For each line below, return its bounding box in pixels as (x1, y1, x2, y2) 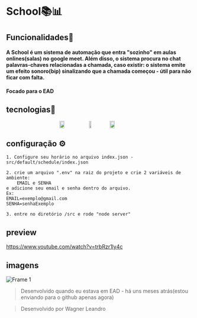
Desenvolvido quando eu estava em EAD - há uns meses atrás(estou (20, 288, 188, 295)
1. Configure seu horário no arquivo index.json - (6, 155, 134, 160)
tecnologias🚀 (6, 105, 56, 115)
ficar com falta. (6, 74, 45, 81)
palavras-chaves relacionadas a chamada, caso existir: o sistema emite (6, 62, 186, 69)
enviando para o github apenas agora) (20, 294, 114, 301)
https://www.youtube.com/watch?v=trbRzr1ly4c (6, 243, 123, 250)
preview (6, 227, 37, 237)
